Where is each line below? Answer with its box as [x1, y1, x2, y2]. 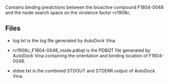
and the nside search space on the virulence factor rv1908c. [5, 10, 131, 16]
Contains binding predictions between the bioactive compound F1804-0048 [5, 5, 164, 10]
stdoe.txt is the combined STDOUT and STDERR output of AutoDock [12, 67, 155, 73]
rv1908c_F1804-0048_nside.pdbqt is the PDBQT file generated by [12, 47, 151, 53]
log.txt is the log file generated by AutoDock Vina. [12, 37, 116, 43]
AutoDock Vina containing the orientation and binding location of [12, 52, 148, 58]
